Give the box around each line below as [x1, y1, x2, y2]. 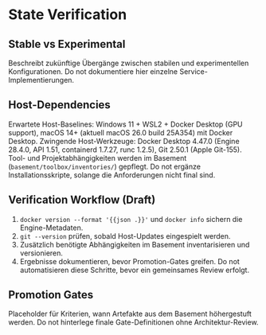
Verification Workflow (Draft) [8, 193, 156, 207]
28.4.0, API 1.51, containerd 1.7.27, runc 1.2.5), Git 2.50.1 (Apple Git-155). [8, 145, 243, 154]
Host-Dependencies [8, 98, 111, 112]
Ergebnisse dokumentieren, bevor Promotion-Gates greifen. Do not [19, 256, 241, 266]
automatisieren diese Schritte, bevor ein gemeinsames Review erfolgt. [19, 265, 249, 275]
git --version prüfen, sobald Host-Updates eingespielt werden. [19, 231, 231, 240]
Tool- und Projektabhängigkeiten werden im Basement [8, 153, 187, 162]
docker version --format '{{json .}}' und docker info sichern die [19, 214, 243, 224]
